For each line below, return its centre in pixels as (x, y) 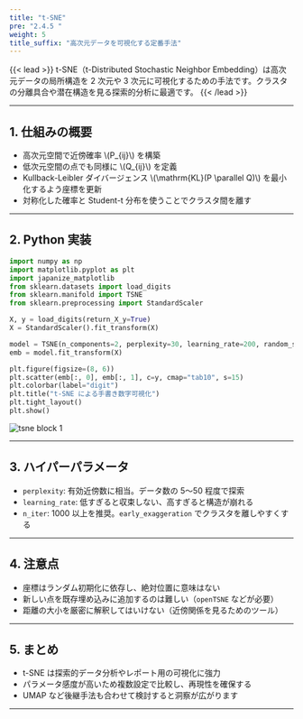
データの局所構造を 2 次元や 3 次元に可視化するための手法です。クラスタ (152, 81)
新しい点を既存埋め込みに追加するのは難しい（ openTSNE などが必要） (151, 599)
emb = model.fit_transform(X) (66, 353)
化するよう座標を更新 (62, 189)
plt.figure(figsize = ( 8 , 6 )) (62, 369)
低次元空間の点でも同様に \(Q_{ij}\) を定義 (100, 167)
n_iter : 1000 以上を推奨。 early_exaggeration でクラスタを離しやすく (151, 513)
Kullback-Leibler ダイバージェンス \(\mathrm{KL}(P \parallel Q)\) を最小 (154, 178)
